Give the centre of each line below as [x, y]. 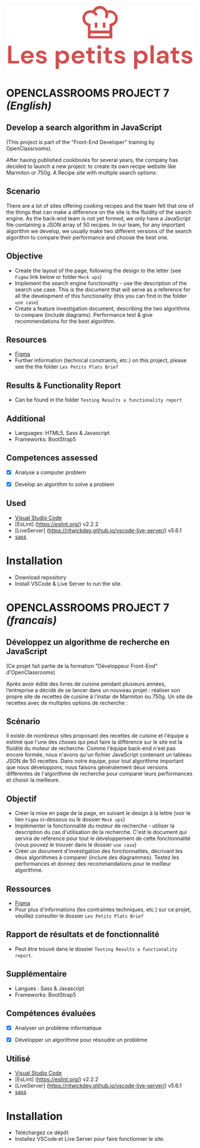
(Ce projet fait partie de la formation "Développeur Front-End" [82, 666]
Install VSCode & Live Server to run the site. [68, 583]
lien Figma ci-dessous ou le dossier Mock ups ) [70, 820]
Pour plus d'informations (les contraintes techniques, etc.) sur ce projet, [103, 910]
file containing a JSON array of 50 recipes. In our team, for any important [96, 225]
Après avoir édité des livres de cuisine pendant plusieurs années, [86, 684]
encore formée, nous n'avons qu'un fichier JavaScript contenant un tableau [99, 755]
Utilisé [18, 1059]
